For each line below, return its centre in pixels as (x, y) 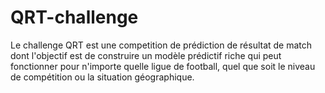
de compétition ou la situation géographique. (102, 77)
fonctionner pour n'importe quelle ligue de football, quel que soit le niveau (163, 66)
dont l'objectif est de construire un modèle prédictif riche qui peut (146, 55)
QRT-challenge (74, 17)
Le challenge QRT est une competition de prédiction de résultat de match (161, 45)
